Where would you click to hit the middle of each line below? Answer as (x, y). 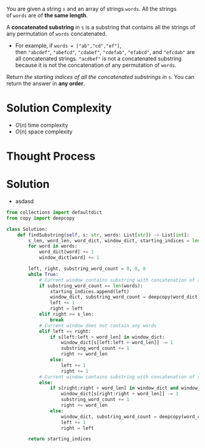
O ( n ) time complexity (41, 125)
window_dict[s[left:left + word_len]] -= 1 (117, 343)
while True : (44, 274)
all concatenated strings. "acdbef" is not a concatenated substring (98, 58)
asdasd (24, 201)
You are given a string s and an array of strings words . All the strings (92, 9)
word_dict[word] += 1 (67, 252)
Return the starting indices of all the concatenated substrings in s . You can (100, 77)
